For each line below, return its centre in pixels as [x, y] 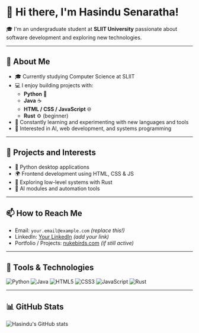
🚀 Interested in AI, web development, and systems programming [93, 128]
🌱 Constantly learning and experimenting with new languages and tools [102, 122]
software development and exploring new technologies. [74, 37]
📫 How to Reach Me [44, 213]
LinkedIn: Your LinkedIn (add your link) [62, 237]
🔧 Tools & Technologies [50, 267]
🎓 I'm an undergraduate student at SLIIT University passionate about [92, 28]
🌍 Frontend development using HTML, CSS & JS [74, 173]
